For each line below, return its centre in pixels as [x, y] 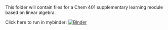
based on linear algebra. [31, 12]
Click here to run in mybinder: [36, 22]
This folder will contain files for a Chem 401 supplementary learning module [84, 7]
